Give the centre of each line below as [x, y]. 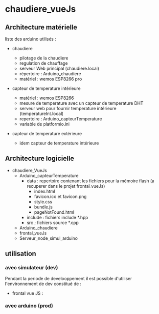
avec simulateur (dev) [32, 268]
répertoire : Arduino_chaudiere [50, 74]
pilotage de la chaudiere [44, 58]
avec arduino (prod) [29, 306]
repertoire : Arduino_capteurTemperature [61, 119]
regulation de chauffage [44, 63]
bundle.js [43, 207]
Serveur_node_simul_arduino [49, 238]
